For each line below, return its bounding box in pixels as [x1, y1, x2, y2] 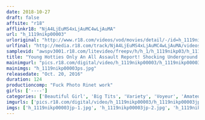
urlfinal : [6, 43, 32, 49]
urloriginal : [6, 37, 40, 43]
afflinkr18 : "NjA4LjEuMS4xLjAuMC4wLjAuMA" [6, 25, 116, 32]
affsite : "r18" [6, 20, 45, 26]
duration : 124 [6, 76, 43, 82]
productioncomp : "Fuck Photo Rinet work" [6, 82, 113, 88]
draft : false [6, 15, 40, 21]
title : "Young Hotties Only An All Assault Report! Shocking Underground [6, 54, 198, 60]
